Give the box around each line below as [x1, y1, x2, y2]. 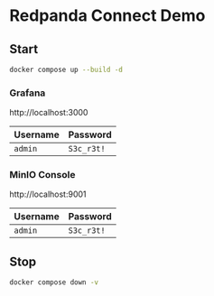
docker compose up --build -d [9, 65, 124, 74]
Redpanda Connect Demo [9, 5, 206, 26]
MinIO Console [9, 169, 76, 181]
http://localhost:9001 [9, 189, 88, 199]
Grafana [9, 87, 46, 99]
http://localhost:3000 [9, 107, 88, 118]
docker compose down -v [9, 278, 99, 287]
